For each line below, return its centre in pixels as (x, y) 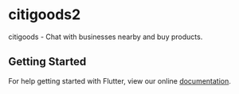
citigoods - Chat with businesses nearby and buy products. (106, 37)
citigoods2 (45, 15)
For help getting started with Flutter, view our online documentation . (119, 80)
